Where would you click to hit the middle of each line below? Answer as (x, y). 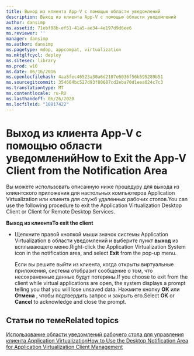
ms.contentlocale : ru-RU (36, 93)
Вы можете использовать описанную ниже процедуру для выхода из (93, 187)
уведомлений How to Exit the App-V (96, 158)
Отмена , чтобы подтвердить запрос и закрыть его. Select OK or (95, 296)
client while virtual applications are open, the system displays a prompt (100, 283)
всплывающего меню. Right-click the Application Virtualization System (100, 247)
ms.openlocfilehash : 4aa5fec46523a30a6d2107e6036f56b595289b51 (85, 77)
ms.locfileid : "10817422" (37, 104)
